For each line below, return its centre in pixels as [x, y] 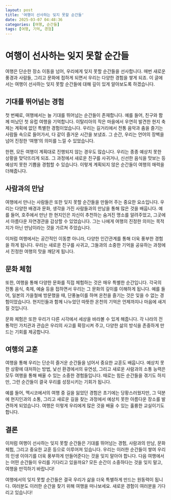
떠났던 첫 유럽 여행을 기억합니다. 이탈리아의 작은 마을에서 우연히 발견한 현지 [86, 122]
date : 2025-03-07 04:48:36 [34, 19]
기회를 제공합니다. [32, 332]
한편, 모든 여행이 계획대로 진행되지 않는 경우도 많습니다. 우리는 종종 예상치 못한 [83, 151]
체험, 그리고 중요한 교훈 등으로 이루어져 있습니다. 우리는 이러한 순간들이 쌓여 [81, 450]
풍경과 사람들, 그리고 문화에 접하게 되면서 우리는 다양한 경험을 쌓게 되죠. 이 [79, 78]
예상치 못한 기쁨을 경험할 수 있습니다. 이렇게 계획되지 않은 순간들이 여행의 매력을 [85, 164]
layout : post [19, 10]
